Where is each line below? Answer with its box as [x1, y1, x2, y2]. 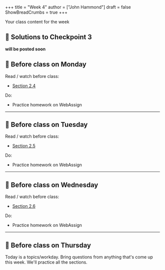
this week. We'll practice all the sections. [5, 259, 87, 265]
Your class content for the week [5, 19, 70, 25]
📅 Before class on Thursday [5, 241, 91, 249]
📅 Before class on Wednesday [5, 181, 98, 189]
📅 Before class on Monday [5, 60, 87, 69]
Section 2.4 [12, 83, 36, 89]
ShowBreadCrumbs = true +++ [5, 9, 68, 15]
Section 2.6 [12, 203, 36, 209]
